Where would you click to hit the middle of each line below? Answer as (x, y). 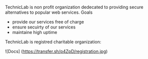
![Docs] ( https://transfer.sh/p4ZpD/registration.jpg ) (56, 51)
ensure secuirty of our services (44, 27)
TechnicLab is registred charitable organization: (53, 42)
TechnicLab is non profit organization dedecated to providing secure (74, 7)
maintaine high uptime (35, 32)
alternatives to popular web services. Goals (49, 12)
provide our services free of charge (48, 22)
